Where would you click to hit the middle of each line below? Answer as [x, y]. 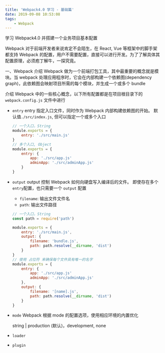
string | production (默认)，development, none [59, 326]
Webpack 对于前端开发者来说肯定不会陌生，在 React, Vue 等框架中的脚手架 [81, 48]
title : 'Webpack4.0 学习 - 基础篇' [40, 10]
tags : [11, 19]
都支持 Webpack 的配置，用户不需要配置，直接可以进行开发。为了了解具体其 [82, 55]
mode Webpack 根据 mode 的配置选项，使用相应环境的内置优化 [75, 315]
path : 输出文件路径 [38, 204]
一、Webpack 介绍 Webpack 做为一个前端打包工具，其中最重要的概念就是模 [82, 71]
